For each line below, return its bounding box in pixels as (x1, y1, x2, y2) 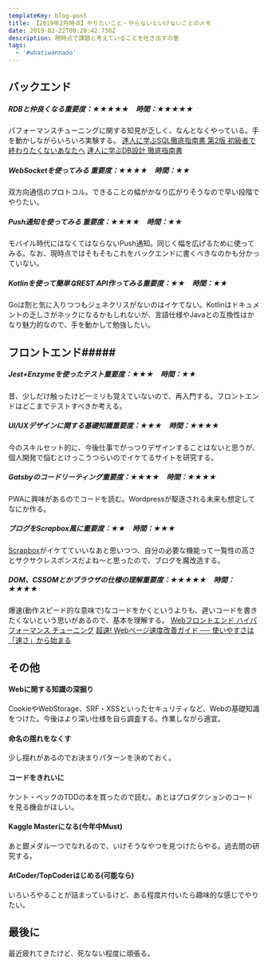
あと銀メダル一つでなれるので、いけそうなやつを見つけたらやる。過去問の (8, 840, 253, 851)
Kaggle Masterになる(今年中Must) (8, 822, 123, 832)
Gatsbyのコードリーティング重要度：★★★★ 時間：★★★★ (8, 472, 217, 482)
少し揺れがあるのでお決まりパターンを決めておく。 (8, 753, 175, 763)
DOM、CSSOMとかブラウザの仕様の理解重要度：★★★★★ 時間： (8, 575, 235, 585)
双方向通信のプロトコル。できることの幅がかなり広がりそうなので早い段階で (8, 187, 260, 197)
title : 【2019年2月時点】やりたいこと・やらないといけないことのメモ (8, 19, 211, 27)
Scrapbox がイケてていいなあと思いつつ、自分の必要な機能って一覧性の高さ (8, 545, 256, 555)
